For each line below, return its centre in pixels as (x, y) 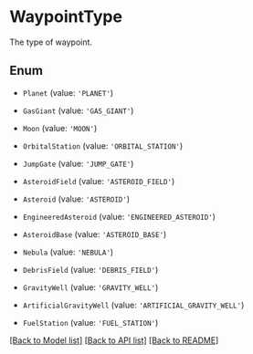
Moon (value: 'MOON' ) (60, 128)
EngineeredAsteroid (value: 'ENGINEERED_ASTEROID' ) (119, 216)
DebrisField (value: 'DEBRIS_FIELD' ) (90, 269)
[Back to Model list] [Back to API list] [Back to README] (114, 340)
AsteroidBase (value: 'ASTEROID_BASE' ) (95, 234)
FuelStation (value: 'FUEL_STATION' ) (90, 322)
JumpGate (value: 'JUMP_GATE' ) (78, 163)
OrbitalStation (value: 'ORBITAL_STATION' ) (103, 146)
